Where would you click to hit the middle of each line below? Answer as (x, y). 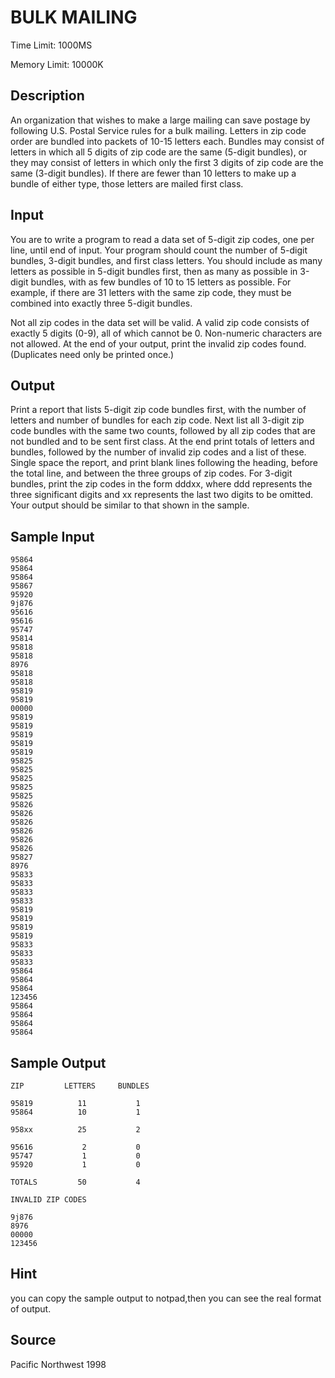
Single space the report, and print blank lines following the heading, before (164, 463)
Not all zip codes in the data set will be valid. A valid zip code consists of (160, 322)
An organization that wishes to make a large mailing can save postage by (160, 120)
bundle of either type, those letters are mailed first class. (127, 183)
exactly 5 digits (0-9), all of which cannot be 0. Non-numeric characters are (166, 333)
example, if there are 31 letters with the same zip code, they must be (151, 292)
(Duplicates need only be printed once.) (92, 354)
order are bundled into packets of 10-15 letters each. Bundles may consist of (167, 141)
